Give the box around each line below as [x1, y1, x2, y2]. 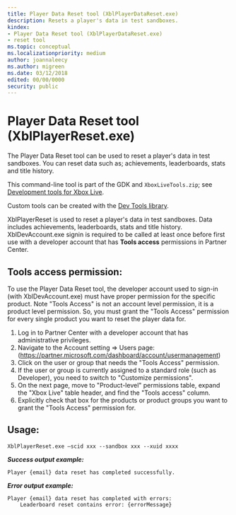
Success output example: [7, 455, 85, 463]
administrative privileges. [17, 336, 91, 344]
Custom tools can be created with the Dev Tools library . [7, 202, 170, 210]
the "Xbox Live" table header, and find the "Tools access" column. [17, 388, 211, 397]
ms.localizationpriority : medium [7, 50, 106, 57]
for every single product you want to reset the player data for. [7, 315, 187, 323]
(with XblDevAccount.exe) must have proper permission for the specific [7, 292, 216, 301]
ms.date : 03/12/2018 [7, 69, 69, 76]
